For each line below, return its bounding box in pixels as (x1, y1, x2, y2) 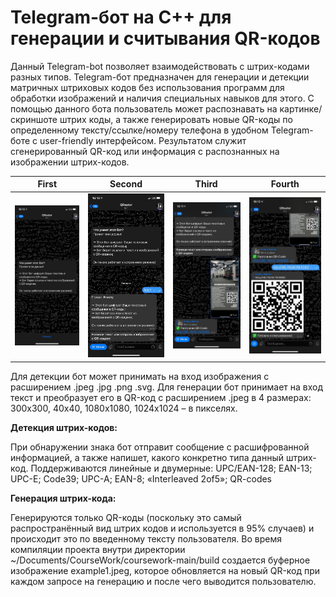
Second (109, 178, 143, 190)
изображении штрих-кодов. (10, 156, 130, 168)
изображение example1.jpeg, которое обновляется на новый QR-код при (10, 564, 321, 576)
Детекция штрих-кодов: (10, 421, 118, 433)
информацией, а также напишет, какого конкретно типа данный (10, 451, 285, 463)
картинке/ (279, 102, 323, 115)
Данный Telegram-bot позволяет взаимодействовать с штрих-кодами (10, 60, 310, 72)
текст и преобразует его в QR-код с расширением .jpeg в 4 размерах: (10, 391, 312, 403)
